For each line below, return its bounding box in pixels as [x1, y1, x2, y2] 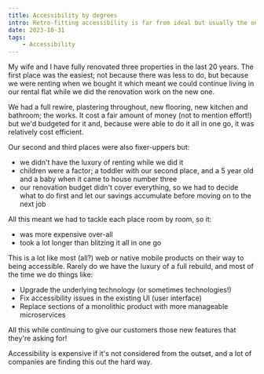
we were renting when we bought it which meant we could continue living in [8, 79, 255, 89]
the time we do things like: [8, 270, 93, 279]
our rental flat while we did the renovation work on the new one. [8, 87, 215, 96]
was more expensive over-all [19, 230, 113, 239]
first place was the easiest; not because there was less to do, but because [8, 71, 249, 80]
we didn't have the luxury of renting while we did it [19, 158, 184, 167]
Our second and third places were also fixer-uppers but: [8, 143, 190, 152]
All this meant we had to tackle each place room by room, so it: [8, 215, 212, 224]
